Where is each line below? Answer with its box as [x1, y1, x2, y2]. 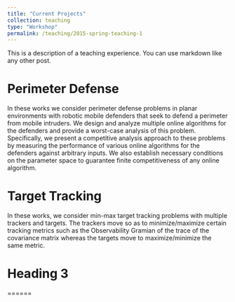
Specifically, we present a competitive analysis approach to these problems [7, 134, 226, 142]
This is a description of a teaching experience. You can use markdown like [7, 49, 222, 57]
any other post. [7, 57, 51, 65]
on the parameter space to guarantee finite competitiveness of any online [7, 156, 220, 165]
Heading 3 [7, 266, 69, 282]
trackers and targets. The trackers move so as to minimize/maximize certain [7, 219, 227, 228]
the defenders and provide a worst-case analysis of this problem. [7, 127, 196, 135]
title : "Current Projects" [7, 10, 86, 18]
